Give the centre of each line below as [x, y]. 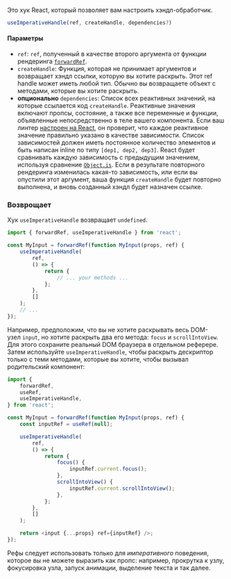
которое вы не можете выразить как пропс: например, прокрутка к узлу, [116, 560]
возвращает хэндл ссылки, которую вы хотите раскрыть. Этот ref [115, 76]
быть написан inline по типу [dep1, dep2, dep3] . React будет [106, 150]
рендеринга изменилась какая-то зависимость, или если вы [107, 172]
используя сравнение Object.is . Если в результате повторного [111, 165]
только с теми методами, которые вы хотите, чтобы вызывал [98, 359]
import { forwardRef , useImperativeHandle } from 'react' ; [94, 233]
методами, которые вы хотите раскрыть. [78, 91]
